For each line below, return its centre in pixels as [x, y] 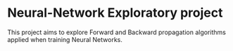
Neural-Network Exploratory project [115, 13]
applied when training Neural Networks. [65, 39]
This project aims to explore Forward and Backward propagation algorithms [117, 32]
